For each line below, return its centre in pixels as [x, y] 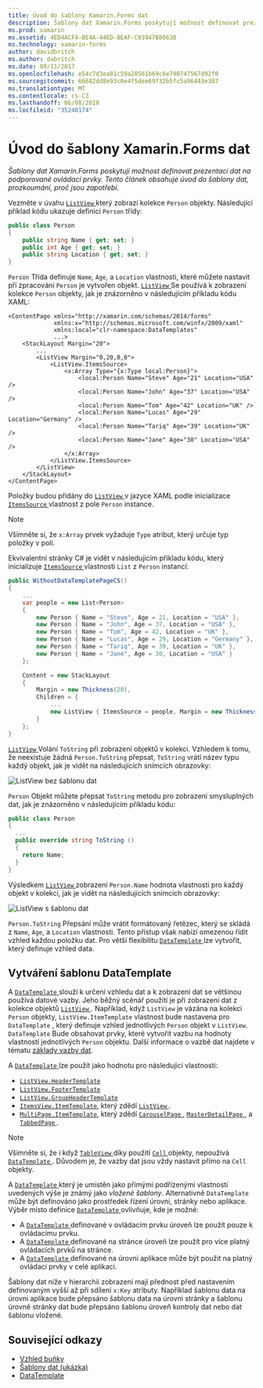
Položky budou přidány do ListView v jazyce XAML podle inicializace [119, 496]
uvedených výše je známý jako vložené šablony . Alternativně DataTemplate [128, 1193]
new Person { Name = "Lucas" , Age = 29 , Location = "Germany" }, [145, 639]
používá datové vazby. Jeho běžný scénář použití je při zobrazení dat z [123, 1000]
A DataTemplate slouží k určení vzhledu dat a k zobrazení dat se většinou [125, 992]
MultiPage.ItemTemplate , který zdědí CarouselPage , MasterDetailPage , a [136, 1114]
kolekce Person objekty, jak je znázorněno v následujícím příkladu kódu [122, 294]
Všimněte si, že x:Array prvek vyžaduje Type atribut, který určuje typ [118, 535]
